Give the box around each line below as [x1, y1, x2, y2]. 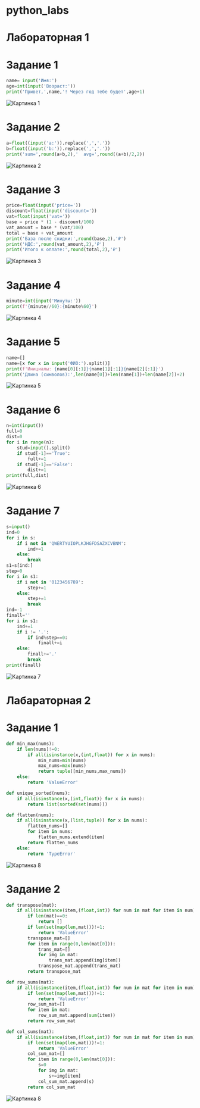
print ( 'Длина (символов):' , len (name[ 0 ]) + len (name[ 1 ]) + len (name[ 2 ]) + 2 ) [6, 372, 185, 377]
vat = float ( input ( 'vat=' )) [6, 214, 70, 220]
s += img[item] [48, 1073, 82, 1079]
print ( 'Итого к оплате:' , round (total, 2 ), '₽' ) [6, 246, 121, 253]
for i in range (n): [6, 439, 55, 445]
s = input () [6, 524, 31, 530]
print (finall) [6, 662, 42, 668]
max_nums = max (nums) [37, 763, 86, 769]
